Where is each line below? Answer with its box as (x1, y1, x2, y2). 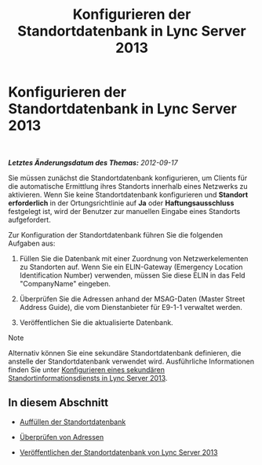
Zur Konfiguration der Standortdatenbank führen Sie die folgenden (8, 230, 224, 239)
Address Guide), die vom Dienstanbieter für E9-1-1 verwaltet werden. (19, 302, 243, 312)
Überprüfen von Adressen (19, 432, 104, 441)
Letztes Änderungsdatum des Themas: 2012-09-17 (8, 157, 178, 167)
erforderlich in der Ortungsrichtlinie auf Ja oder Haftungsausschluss (8, 198, 235, 208)
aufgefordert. (8, 215, 51, 224)
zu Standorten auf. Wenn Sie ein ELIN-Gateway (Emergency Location (19, 262, 243, 271)
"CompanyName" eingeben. (19, 279, 111, 288)
